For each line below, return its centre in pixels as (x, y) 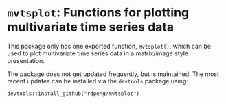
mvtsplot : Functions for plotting (98, 13)
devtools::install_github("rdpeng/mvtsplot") (73, 94)
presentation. (26, 60)
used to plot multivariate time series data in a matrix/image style (98, 53)
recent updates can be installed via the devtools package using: (98, 81)
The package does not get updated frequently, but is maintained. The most (113, 74)
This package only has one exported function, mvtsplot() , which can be (109, 46)
